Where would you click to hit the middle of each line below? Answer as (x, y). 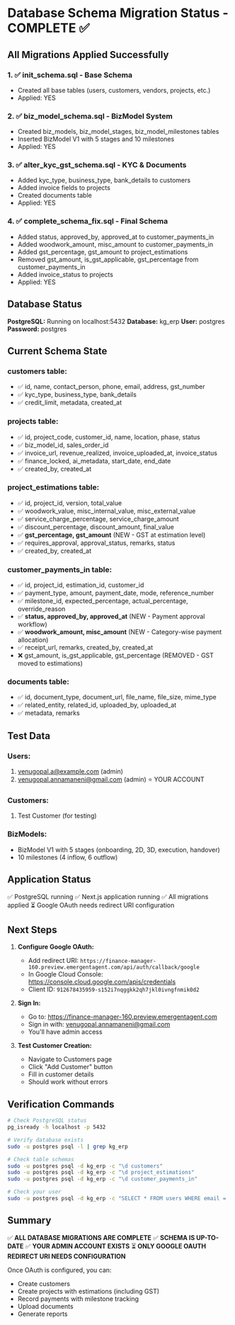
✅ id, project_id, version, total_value (70, 503)
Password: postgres (37, 329)
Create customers (44, 1283)
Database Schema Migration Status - (118, 13)
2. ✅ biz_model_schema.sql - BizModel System (90, 116)
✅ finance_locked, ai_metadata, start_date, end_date (94, 461)
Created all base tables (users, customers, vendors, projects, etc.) (114, 90)
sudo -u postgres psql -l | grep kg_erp (68, 1146)
